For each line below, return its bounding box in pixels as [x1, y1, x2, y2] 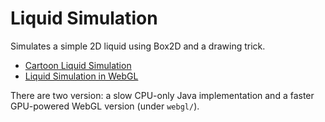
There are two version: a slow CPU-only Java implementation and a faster [10, 89, 315, 101]
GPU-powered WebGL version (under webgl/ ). [10, 100, 200, 112]
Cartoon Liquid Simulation [24, 59, 132, 71]
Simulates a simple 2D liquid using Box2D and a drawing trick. [10, 40, 266, 52]
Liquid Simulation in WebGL [24, 70, 139, 82]
